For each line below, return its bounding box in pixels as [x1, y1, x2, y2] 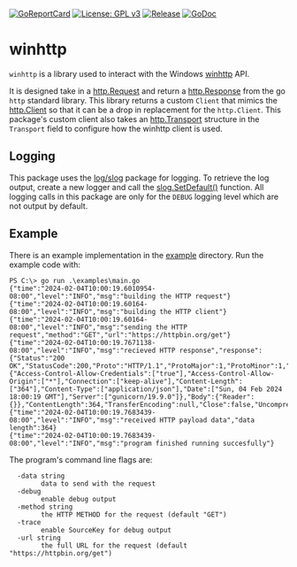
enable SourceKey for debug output [41, 525, 172, 534]
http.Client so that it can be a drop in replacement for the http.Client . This [9, 104, 281, 115]
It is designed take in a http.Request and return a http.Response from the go [9, 85, 286, 96]
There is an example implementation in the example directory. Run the [9, 249, 264, 260]
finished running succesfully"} [155, 439, 275, 448]
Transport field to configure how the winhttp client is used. [9, 123, 223, 134]
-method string [17, 502, 73, 511]
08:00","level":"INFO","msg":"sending [9, 323, 152, 332]
